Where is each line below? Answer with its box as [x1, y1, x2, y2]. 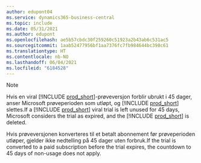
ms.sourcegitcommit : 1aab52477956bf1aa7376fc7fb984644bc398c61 [6, 43, 169, 49]
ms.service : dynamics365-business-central [6, 14, 115, 21]
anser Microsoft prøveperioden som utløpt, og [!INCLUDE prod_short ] [6, 100, 179, 107]
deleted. [6, 119, 27, 126]
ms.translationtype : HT [6, 48, 66, 54]
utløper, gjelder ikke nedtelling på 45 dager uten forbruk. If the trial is [6, 137, 176, 144]
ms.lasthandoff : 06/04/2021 [6, 59, 77, 65]
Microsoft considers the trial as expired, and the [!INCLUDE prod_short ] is [6, 112, 190, 120]
